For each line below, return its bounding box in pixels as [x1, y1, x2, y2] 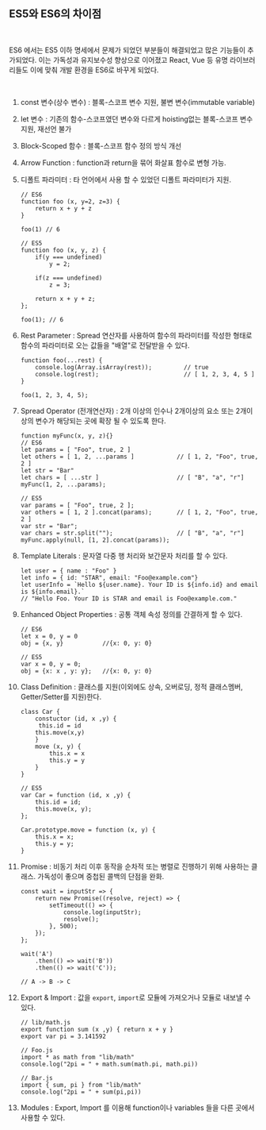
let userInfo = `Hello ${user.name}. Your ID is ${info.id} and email [20, 580, 259, 588]
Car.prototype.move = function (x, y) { [20, 826, 156, 834]
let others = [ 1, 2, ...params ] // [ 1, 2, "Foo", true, [20, 453, 259, 461]
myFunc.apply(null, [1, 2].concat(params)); [20, 536, 170, 544]
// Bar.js [20, 1074, 54, 1082]
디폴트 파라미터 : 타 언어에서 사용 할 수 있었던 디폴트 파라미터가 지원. [20, 175, 232, 184]
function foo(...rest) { [20, 356, 103, 364]
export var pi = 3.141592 [20, 1032, 106, 1040]
